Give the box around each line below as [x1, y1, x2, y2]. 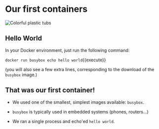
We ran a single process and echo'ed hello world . [12, 118, 115, 124]
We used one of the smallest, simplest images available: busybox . [12, 99, 144, 105]
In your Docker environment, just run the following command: [5, 47, 130, 53]
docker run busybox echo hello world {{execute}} [5, 57, 106, 63]
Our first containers [5, 3, 88, 15]
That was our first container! [5, 86, 95, 94]
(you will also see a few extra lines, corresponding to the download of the [5, 66, 155, 72]
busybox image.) [5, 72, 38, 78]
